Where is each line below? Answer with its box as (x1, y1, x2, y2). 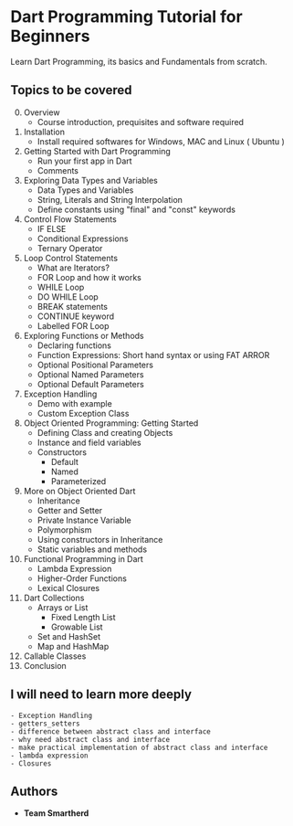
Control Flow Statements (23, 213, 117, 225)
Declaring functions (37, 340, 112, 351)
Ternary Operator (37, 242, 103, 253)
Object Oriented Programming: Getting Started (23, 418, 199, 429)
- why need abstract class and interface (10, 735, 171, 744)
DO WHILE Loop (37, 291, 99, 302)
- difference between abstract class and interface (10, 726, 211, 736)
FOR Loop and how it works (37, 271, 142, 282)
